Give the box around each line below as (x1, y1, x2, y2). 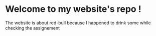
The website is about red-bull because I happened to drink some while (5, 20, 151, 26)
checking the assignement (5, 25, 60, 31)
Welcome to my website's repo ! (5, 3, 141, 15)
